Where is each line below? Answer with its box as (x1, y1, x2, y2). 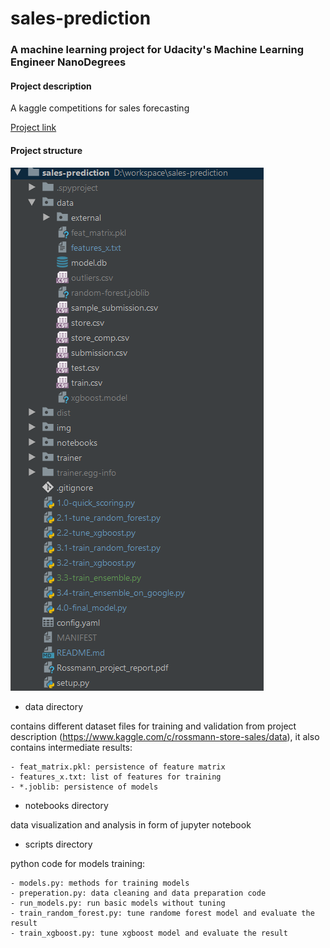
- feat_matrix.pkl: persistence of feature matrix (10, 762, 226, 772)
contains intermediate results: (10, 741, 133, 753)
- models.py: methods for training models (10, 878, 190, 888)
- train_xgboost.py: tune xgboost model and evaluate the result (10, 928, 288, 938)
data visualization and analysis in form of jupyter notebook (10, 818, 252, 831)
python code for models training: (10, 857, 146, 869)
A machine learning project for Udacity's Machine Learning (10, 43, 305, 57)
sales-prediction (10, 7, 152, 30)
